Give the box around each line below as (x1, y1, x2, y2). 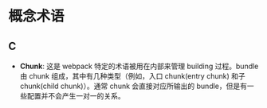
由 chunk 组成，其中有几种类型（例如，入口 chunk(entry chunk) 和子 (19, 71, 245, 80)
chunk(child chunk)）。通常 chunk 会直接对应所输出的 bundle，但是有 (19, 81, 248, 91)
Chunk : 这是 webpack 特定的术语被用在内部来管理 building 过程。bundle (19, 61, 259, 71)
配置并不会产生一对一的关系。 (26, 91, 125, 100)
